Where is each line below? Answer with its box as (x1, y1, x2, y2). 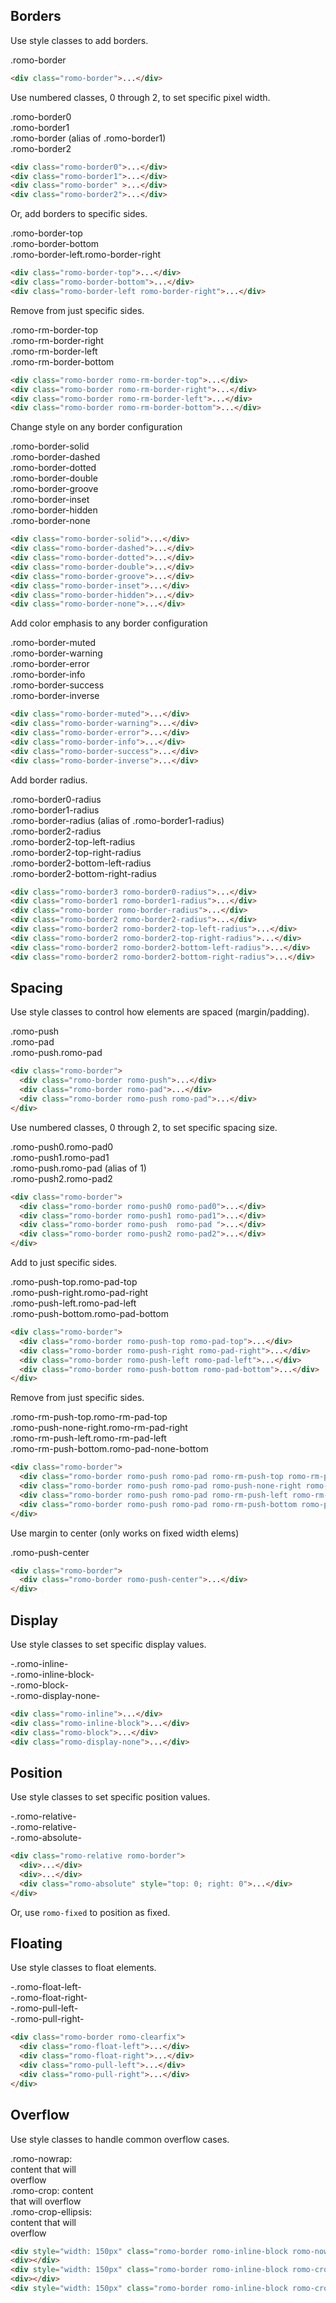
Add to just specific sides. (10, 1257, 118, 1268)
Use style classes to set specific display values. (10, 1638, 207, 1650)
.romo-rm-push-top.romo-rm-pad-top (10, 1411, 168, 1423)
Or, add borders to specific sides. (10, 208, 148, 220)
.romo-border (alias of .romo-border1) (10, 132, 167, 144)
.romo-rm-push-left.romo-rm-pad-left (10, 1432, 167, 1444)
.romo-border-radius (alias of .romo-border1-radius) (10, 814, 225, 826)
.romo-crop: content (10, 2184, 94, 2196)
